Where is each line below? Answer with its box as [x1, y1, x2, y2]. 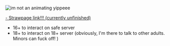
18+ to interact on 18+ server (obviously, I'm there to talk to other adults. [12, 30, 165, 36]
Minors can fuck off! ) [12, 36, 59, 41]
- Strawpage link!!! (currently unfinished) [5, 15, 91, 20]
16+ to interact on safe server [12, 25, 75, 31]
